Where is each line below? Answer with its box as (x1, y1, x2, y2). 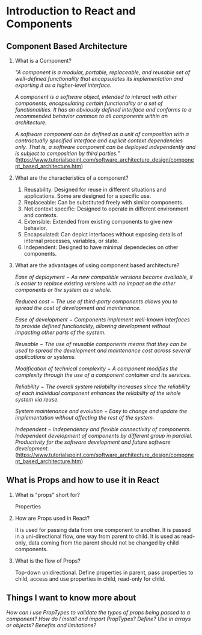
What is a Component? (14, 57, 72, 64)
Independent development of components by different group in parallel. (14, 432, 193, 439)
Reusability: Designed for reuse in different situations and (23, 186, 167, 193)
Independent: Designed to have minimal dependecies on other (23, 244, 179, 251)
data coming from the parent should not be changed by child (28, 539, 179, 546)
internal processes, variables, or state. (23, 237, 119, 244)
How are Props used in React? (14, 514, 90, 522)
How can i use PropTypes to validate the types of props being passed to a (6, 608, 191, 616)
